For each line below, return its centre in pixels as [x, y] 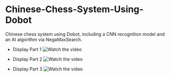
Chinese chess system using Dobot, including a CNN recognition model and [85, 34]
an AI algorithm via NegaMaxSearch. [44, 40]
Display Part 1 [27, 49]
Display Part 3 [27, 69]
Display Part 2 [27, 59]
